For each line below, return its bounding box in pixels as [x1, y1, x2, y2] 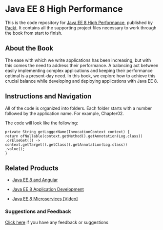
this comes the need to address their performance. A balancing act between [5, 62, 159, 68]
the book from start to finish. [5, 30, 62, 36]
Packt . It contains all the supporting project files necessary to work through [5, 24, 157, 30]
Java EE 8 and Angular [12, 177, 58, 183]
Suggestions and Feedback [5, 208, 72, 215]
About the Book [5, 44, 54, 52]
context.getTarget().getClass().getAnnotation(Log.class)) [5, 142, 128, 147]
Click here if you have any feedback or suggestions [5, 219, 109, 225]
